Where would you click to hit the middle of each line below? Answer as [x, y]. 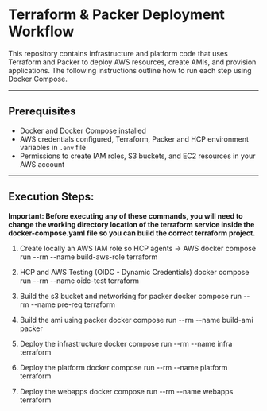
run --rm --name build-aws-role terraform [89, 257]
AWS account [42, 164]
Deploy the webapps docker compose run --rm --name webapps [126, 391]
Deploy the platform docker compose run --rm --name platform [124, 367]
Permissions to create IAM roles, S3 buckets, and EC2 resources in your [137, 156]
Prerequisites [42, 112]
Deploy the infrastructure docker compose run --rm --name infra [126, 343]
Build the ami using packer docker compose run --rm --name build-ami [136, 320]
